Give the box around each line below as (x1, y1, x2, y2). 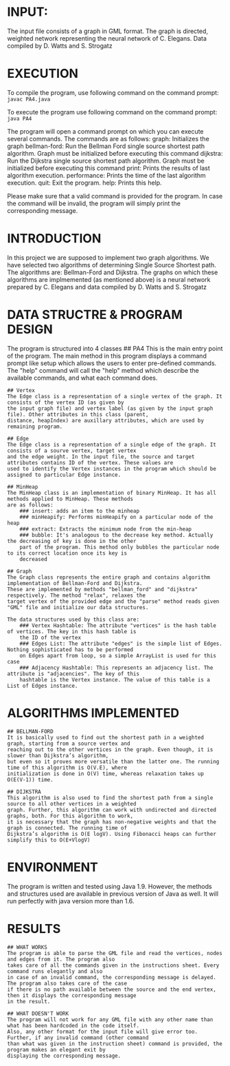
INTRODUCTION (7, 231, 102, 247)
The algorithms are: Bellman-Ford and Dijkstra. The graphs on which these (7, 268, 218, 276)
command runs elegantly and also (7, 967, 103, 975)
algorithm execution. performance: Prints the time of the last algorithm (7, 171, 206, 179)
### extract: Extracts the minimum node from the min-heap (19, 525, 192, 533)
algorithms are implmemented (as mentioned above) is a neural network (7, 275, 211, 283)
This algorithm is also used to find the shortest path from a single (7, 794, 214, 801)
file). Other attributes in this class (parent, (7, 411, 149, 418)
